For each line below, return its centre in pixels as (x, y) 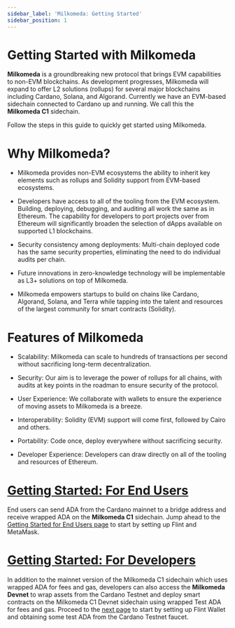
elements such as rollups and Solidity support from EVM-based (109, 180)
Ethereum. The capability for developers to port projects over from (113, 216)
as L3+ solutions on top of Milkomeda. (72, 280)
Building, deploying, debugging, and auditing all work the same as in (116, 209)
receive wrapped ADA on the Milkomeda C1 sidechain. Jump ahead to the (114, 517)
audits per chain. (42, 259)
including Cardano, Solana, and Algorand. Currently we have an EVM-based (116, 97)
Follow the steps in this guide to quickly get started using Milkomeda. (107, 125)
